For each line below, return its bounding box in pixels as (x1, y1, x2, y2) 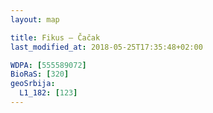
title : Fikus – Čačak (10, 32, 101, 43)
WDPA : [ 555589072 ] (10, 60, 87, 70)
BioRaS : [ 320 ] (10, 69, 70, 80)
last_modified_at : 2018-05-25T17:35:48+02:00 (10, 42, 203, 52)
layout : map (10, 14, 60, 25)
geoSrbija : (10, 79, 56, 89)
